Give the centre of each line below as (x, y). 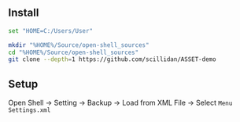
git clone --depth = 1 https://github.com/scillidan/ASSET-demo (112, 59)
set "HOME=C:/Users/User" (50, 30)
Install (24, 13)
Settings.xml (30, 110)
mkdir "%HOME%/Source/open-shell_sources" (79, 45)
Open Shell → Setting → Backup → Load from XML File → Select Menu (120, 103)
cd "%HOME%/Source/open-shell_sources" (74, 52)
